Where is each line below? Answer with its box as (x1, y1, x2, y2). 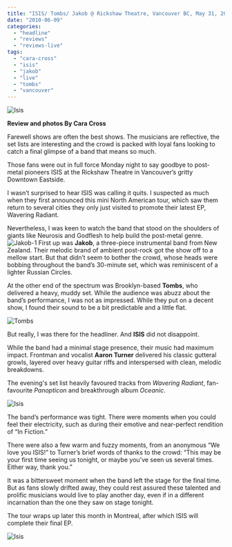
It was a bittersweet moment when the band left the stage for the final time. (7, 477, 222, 485)
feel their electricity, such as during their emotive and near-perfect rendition (7, 420, 224, 428)
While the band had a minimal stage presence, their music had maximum (7, 344, 214, 352)
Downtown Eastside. (7, 175, 66, 183)
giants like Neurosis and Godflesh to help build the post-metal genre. (7, 232, 203, 240)
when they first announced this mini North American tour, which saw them (7, 196, 219, 204)
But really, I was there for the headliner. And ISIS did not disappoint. (7, 330, 200, 339)
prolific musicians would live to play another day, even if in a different (7, 491, 204, 499)
